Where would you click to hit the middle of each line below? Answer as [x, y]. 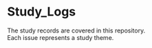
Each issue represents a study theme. [61, 37]
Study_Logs [42, 12]
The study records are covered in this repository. [76, 30]
